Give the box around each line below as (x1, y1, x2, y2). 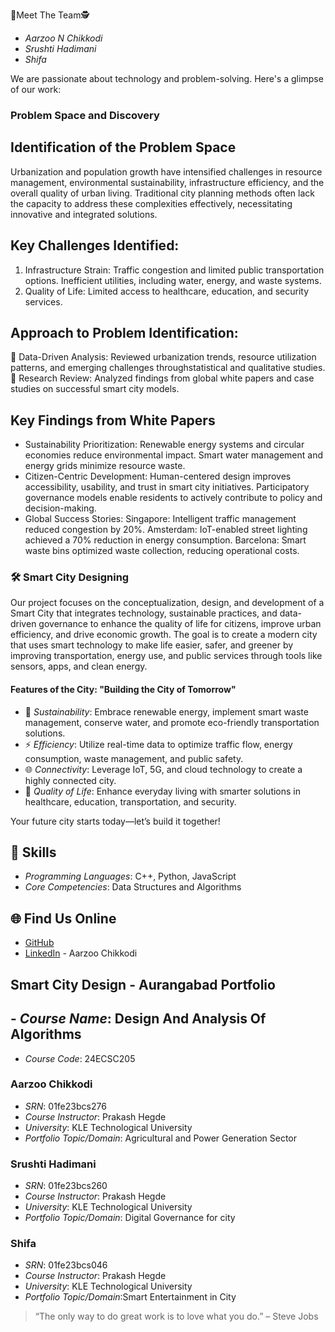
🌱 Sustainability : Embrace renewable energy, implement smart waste (24, 705, 309, 718)
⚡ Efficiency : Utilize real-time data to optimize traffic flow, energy (24, 738, 293, 750)
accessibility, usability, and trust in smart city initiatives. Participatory (24, 481, 310, 493)
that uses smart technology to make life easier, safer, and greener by (10, 639, 294, 651)
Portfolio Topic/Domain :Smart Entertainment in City (24, 1291, 237, 1303)
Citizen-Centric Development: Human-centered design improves (24, 470, 292, 483)
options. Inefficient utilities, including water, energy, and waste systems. (24, 274, 322, 286)
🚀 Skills (10, 844, 57, 861)
